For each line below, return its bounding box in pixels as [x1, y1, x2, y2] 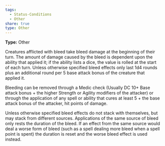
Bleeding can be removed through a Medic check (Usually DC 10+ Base [5, 85, 150, 91]
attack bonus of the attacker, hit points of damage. [5, 100, 108, 106]
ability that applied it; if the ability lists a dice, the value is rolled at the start [5, 59, 157, 65]
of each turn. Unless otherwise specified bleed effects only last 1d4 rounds [5, 65, 158, 71]
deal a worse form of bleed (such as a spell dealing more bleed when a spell [5, 126, 160, 132]
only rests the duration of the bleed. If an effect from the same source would [5, 121, 160, 127]
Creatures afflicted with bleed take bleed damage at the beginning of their [5, 49, 155, 55]
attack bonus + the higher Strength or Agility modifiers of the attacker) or [5, 90, 154, 96]
